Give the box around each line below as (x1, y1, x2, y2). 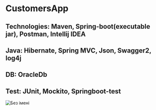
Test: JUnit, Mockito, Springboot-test (5, 87, 121, 95)
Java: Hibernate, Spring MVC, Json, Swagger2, (5, 46, 152, 55)
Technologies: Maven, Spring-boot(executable (5, 22, 150, 31)
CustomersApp (5, 3, 69, 14)
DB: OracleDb (5, 71, 48, 79)
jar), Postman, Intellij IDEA (5, 30, 86, 38)
